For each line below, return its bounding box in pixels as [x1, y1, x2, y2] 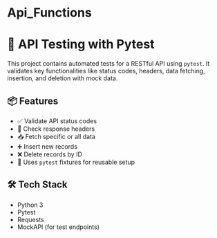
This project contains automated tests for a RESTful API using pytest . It [7, 59, 210, 68]
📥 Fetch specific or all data [17, 132, 95, 140]
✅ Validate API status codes [17, 116, 97, 125]
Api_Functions [7, 5, 92, 21]
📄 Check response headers [17, 125, 95, 133]
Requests [17, 215, 44, 223]
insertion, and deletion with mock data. [7, 74, 118, 82]
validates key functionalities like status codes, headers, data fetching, [7, 67, 205, 75]
